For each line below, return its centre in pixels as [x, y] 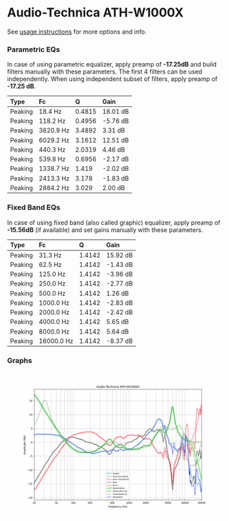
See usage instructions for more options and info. [77, 32]
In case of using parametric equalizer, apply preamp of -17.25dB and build [112, 65]
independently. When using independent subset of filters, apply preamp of [112, 79]
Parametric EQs [34, 49]
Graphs [20, 360]
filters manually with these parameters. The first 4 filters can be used [105, 72]
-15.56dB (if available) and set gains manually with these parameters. [105, 230]
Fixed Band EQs [34, 207]
